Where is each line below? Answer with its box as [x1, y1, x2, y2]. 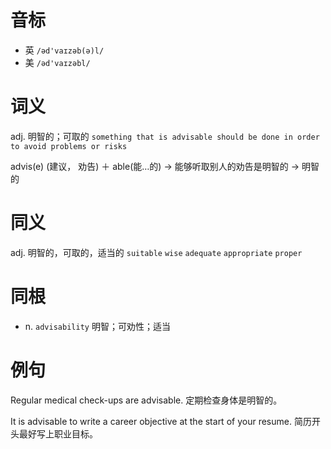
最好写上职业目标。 [18, 427, 98, 440]
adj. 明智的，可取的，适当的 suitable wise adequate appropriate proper [10, 246, 303, 258]
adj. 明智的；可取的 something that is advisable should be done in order [10, 130, 320, 142]
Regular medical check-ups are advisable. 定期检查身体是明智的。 [10, 394, 283, 406]
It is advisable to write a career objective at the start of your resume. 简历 [10, 415, 312, 427]
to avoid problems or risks [10, 141, 128, 151]
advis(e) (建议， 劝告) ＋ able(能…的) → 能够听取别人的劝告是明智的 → [10, 160, 300, 172]
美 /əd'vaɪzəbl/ [24, 56, 91, 68]
